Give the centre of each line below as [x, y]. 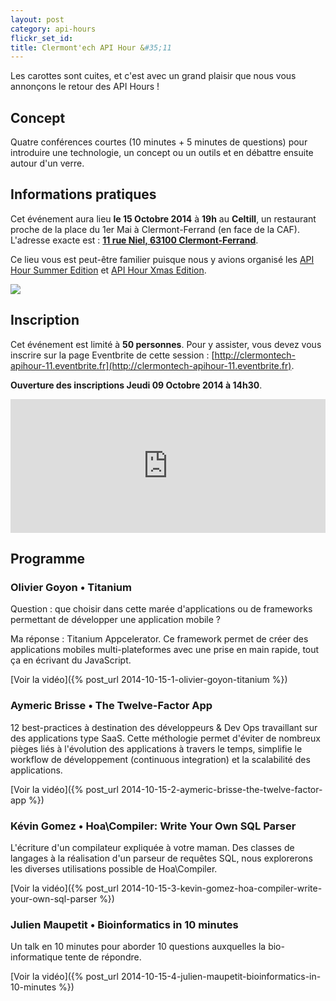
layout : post [37, 19]
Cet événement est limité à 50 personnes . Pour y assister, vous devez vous [166, 344]
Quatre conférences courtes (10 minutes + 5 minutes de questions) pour [159, 142]
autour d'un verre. [47, 163]
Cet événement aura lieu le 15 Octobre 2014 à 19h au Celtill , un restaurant [163, 218]
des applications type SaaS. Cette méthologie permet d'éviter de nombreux [165, 738]
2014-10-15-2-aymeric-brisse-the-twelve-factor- [221, 789]
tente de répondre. [103, 957]
